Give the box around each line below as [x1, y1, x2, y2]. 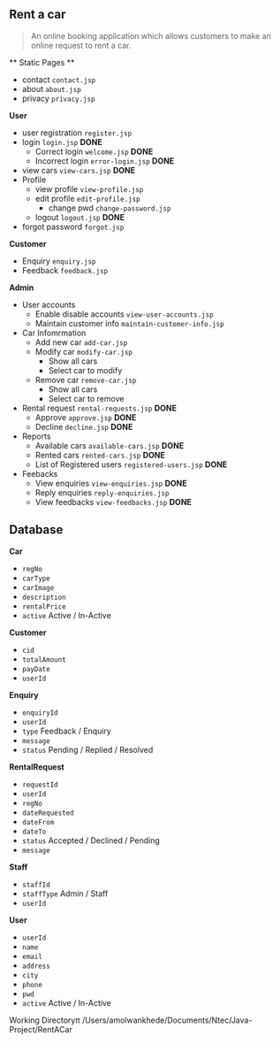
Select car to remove [48, 393, 125, 403]
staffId [21, 880, 50, 889]
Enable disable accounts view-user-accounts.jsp [34, 309, 214, 319]
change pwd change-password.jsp [48, 203, 171, 213]
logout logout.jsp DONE [34, 211, 125, 222]
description [21, 593, 66, 602]
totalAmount [21, 655, 66, 664]
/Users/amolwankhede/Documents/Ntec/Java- [82, 1015, 253, 1025]
